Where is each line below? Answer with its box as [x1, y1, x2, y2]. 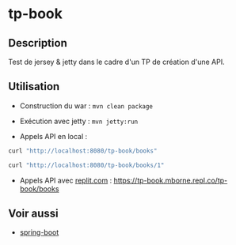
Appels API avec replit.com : [19, 175, 112, 185]
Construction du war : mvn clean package [19, 100, 153, 111]
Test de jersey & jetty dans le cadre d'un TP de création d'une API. [8, 57, 225, 66]
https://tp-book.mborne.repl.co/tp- [113, 175, 228, 185]
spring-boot [19, 228, 59, 237]
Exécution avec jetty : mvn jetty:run [19, 116, 139, 126]
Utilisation [8, 80, 60, 93]
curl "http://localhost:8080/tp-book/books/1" [8, 161, 165, 169]
